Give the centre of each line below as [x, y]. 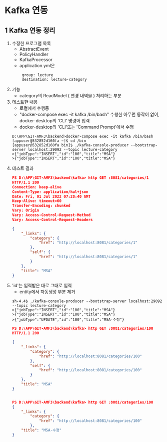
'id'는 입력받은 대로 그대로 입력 [42, 286]
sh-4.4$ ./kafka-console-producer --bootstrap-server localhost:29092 [87, 301]
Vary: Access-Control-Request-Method [51, 215]
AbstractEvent [34, 49]
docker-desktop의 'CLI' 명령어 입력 [54, 121]
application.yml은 [37, 65]
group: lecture [37, 75]
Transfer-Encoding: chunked [41, 206]
